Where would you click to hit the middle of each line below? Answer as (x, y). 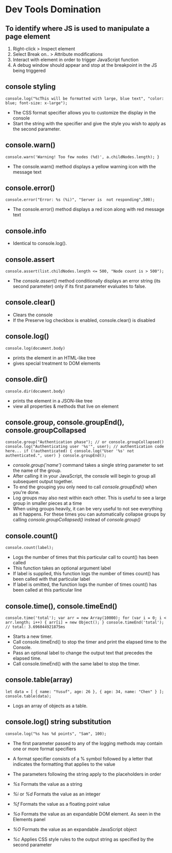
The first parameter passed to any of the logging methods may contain (88, 743)
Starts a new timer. (33, 636)
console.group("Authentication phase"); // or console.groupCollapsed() (85, 442)
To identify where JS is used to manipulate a (78, 29)
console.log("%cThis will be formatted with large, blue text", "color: (85, 99)
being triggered (29, 71)
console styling (31, 87)
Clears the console (33, 315)
